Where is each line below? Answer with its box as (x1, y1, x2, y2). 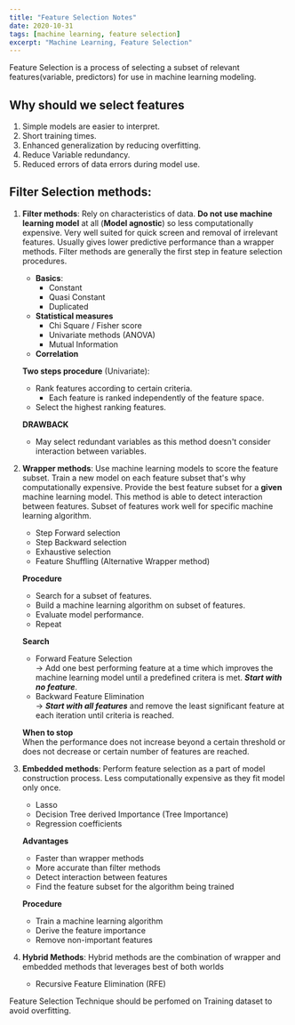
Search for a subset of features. (35, 590, 153, 601)
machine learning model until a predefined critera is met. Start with (35, 672, 283, 682)
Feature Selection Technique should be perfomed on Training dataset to (9, 996, 273, 1006)
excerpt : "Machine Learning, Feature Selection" (9, 37, 193, 47)
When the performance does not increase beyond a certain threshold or (21, 736, 286, 747)
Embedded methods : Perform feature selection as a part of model (21, 763, 266, 774)
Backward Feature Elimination (35, 690, 145, 701)
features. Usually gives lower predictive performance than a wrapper (21, 237, 275, 247)
